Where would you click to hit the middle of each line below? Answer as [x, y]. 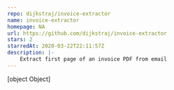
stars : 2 [20, 40]
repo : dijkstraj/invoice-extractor [59, 14]
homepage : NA [26, 27]
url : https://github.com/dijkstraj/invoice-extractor [87, 33]
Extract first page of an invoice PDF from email [94, 59]
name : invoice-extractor [43, 20]
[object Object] [29, 79]
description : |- [31, 53]
